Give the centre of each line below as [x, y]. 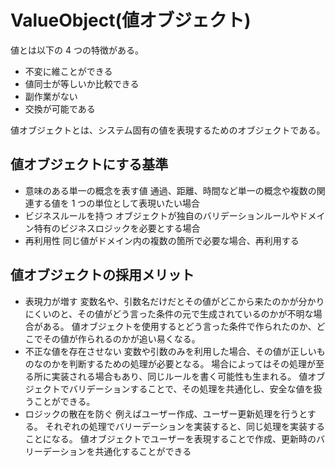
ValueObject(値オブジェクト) [131, 20]
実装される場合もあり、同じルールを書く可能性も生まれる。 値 [179, 376]
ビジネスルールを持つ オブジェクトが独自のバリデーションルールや [162, 215]
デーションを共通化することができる [117, 451]
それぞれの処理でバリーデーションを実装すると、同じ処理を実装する [184, 426]
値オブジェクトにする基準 [89, 164]
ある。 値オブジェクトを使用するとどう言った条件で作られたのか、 [179, 326]
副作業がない [51, 96]
